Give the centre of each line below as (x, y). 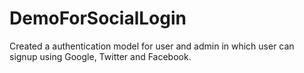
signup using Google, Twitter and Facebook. (100, 56)
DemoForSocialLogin (98, 18)
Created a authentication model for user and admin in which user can (152, 46)
